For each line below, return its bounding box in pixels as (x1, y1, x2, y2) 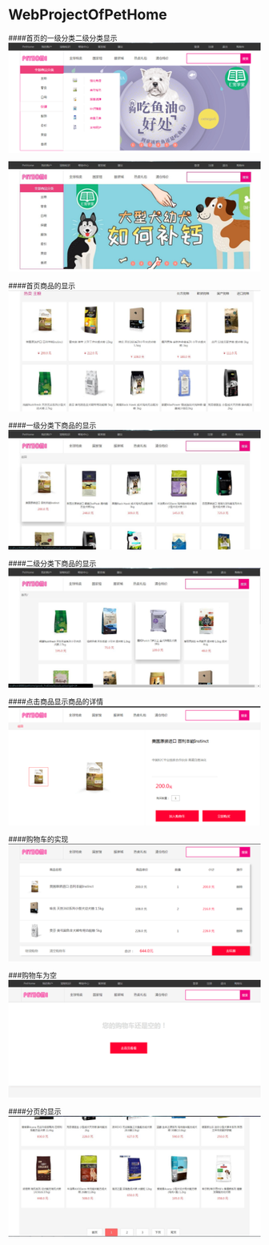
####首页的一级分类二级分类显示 (8, 33, 118, 42)
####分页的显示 (8, 1106, 62, 1116)
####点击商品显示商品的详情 (8, 697, 104, 706)
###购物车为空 (8, 970, 58, 980)
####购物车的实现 (8, 834, 69, 844)
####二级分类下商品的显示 (8, 559, 97, 568)
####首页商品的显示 (8, 281, 76, 291)
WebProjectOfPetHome (8, 6, 167, 24)
